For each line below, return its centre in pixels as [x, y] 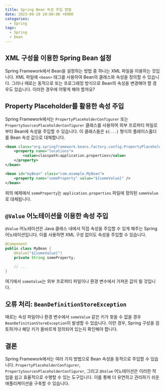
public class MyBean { [28, 249]
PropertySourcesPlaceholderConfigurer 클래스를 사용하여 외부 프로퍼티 [75, 125]
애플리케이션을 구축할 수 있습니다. [37, 384]
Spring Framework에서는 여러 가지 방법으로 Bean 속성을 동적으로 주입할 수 [77, 359]
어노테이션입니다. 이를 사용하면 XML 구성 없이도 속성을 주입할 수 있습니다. [76, 235]
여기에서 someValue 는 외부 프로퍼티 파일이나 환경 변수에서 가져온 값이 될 [74, 281]
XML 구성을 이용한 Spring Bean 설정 [58, 58]
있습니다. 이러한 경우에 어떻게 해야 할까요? [55, 89]
